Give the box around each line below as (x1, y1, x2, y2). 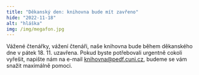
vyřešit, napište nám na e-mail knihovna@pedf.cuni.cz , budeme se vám (6, 55, 187, 63)
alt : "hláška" (6, 20, 43, 26)
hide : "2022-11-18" (6, 15, 57, 21)
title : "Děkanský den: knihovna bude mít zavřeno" (6, 9, 139, 15)
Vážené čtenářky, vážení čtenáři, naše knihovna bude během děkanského (6, 43, 193, 50)
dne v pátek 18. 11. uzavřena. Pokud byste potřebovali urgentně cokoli (6, 49, 182, 57)
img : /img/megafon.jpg (6, 26, 64, 32)
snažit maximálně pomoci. (6, 62, 72, 70)
